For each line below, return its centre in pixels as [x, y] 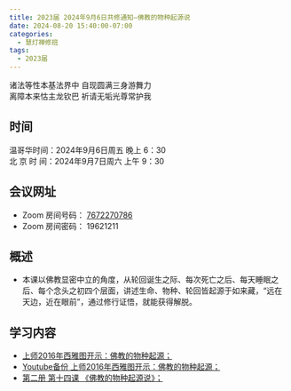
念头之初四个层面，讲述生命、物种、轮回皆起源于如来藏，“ [160, 291]
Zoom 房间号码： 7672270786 [77, 215]
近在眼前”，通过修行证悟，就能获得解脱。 [121, 302]
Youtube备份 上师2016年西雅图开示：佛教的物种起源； [121, 367]
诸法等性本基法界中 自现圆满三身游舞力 [80, 85]
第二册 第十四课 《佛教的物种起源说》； [92, 378]
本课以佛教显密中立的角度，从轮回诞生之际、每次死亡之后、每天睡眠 [146, 280]
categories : [31, 34]
